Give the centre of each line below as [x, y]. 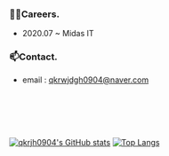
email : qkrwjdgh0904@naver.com [85, 80]
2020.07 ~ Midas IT [58, 34]
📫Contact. [33, 57]
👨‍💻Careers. [35, 14]
